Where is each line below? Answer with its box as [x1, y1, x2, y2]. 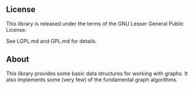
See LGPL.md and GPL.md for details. [6, 37, 97, 44]
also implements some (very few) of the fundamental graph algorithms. [6, 76, 178, 83]
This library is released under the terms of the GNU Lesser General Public [6, 20, 184, 27]
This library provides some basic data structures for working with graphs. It [6, 70, 188, 77]
